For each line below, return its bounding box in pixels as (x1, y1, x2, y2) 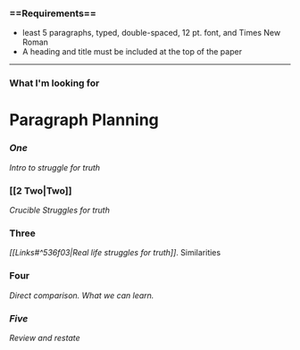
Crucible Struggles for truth (9, 204, 110, 215)
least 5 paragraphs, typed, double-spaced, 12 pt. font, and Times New (21, 28, 281, 38)
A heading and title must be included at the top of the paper (21, 46, 243, 57)
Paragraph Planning (9, 110, 159, 130)
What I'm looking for (9, 77, 100, 89)
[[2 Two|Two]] (9, 184, 72, 196)
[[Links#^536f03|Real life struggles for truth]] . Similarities (9, 247, 221, 258)
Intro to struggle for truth (9, 162, 101, 172)
